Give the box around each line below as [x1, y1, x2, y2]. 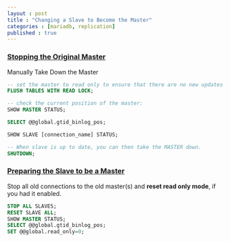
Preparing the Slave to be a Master [7, 166, 125, 176]
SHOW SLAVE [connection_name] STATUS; [7, 131, 118, 138]
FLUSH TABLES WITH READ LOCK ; [7, 88, 94, 94]
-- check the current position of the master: [7, 100, 143, 107]
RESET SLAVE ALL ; [7, 209, 57, 216]
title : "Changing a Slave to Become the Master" [7, 17, 153, 23]
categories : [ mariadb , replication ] [7, 23, 116, 30]
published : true [7, 29, 57, 37]
